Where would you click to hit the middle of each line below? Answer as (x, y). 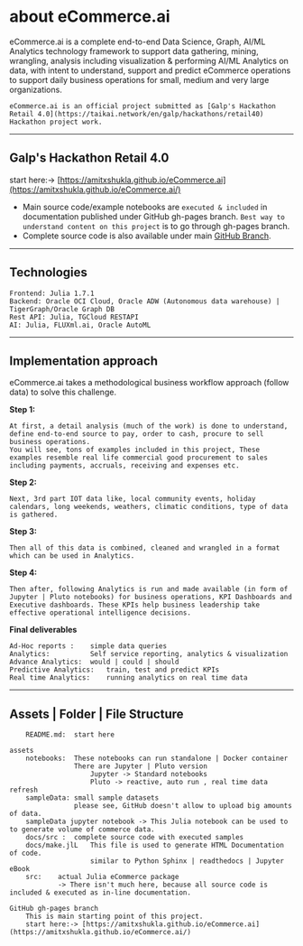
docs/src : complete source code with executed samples (135, 838)
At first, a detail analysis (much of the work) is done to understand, (149, 426)
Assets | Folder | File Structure (96, 714)
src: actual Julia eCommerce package (102, 877)
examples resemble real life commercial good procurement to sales (139, 458)
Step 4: (23, 573)
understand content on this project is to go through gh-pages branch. (156, 226)
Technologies (49, 273)
